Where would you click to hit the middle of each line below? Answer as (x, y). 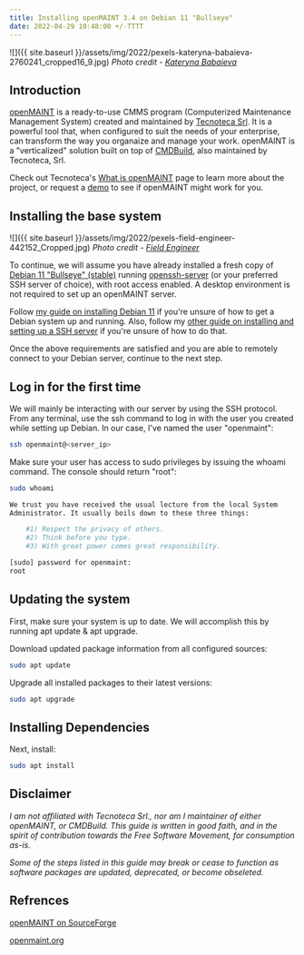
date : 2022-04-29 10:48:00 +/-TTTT (77, 26)
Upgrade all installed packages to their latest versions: (111, 683)
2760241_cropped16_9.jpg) (59, 62)
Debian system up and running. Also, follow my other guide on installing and (152, 321)
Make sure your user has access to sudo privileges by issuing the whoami (147, 462)
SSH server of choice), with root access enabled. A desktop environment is (150, 285)
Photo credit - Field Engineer (146, 248)
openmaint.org (37, 940)
